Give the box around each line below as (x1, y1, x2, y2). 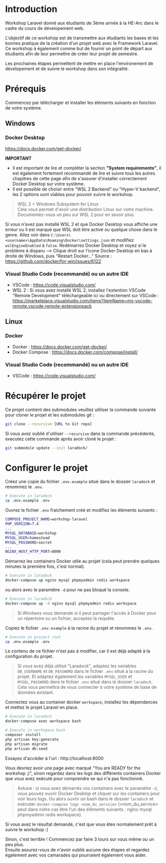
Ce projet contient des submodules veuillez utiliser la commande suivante (5, 407, 156, 413)
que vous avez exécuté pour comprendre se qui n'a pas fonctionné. (5, 775, 144, 781)
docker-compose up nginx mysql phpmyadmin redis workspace (5, 578, 130, 583)
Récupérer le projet (5, 390, 86, 402)
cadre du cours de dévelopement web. (5, 25, 84, 31)
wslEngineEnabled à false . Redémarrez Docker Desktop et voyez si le (5, 242, 147, 248)
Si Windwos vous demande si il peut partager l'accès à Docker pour (17, 610, 157, 616)
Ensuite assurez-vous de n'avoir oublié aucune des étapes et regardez (5, 847, 150, 853)
